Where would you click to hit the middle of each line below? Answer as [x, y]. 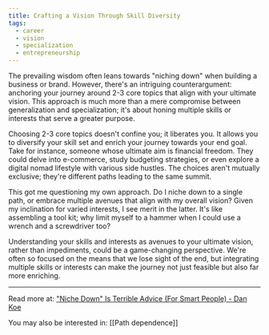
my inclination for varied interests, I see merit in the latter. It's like [116, 209]
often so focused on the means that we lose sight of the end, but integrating [134, 258]
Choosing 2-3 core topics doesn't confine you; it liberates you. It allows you [133, 134]
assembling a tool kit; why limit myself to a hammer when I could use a [125, 218]
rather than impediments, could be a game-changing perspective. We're [127, 250]
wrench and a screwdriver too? [59, 226]
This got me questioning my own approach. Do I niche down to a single [125, 192]
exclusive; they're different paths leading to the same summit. [110, 176]
